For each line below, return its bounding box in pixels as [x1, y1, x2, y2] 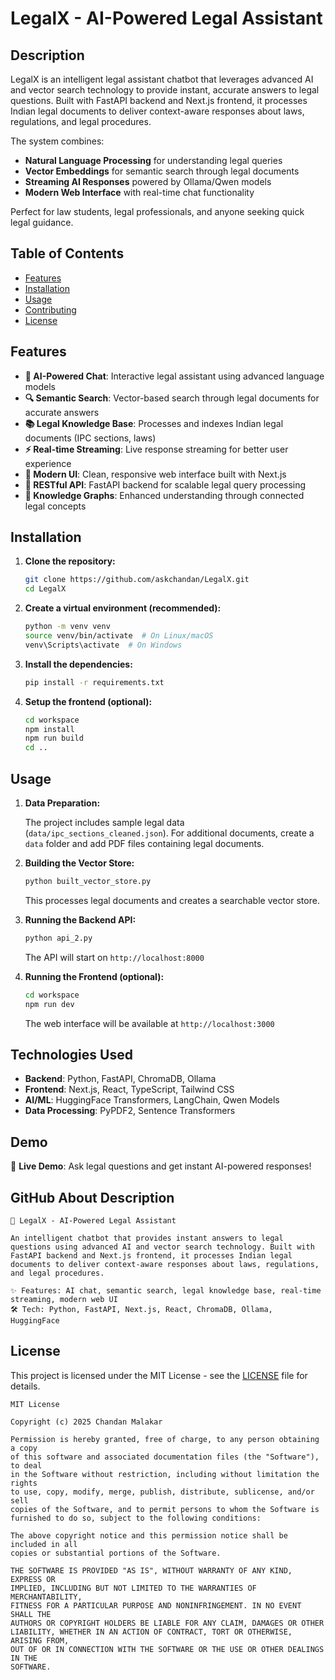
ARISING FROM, [10, 1635, 70, 1646]
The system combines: [10, 135, 105, 147]
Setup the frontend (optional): [24, 695, 153, 707]
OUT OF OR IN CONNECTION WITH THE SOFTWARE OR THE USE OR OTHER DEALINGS [10, 1644, 325, 1654]
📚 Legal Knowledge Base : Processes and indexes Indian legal [24, 417, 284, 429]
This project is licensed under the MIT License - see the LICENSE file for [10, 1369, 308, 1381]
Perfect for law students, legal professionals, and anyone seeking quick [10, 206, 305, 217]
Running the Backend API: [24, 913, 137, 926]
